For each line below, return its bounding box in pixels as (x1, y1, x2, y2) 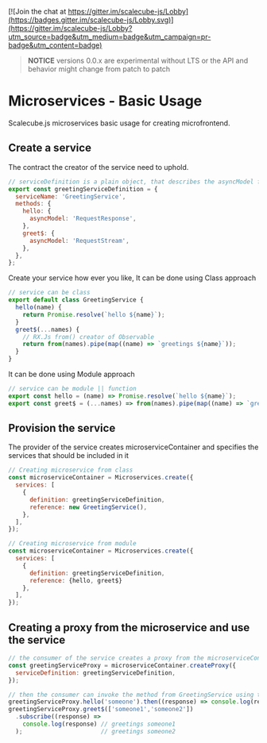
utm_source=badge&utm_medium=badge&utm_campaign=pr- (8, 32, 211, 41)
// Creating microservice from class (8, 466, 133, 475)
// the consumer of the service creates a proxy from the (8, 654, 204, 662)
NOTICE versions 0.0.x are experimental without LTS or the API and (27, 56, 249, 65)
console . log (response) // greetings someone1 (22, 720, 176, 728)
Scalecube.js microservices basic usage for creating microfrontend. (8, 118, 230, 128)
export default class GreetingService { (8, 296, 145, 304)
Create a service (8, 141, 91, 155)
